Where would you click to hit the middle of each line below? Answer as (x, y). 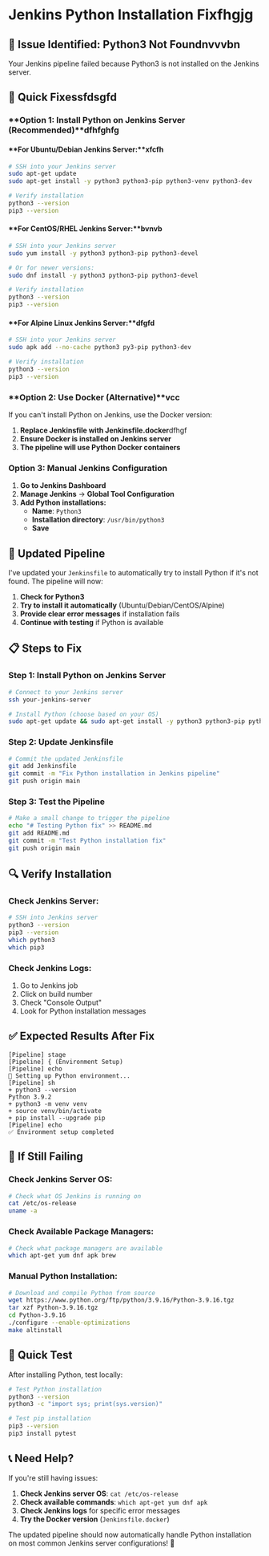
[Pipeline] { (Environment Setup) (66, 1062)
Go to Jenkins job (49, 985)
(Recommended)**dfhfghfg (64, 130)
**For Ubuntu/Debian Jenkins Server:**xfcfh (86, 149)
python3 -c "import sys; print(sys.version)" (85, 1404)
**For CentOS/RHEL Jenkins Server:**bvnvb (85, 229)
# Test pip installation (50, 1419)
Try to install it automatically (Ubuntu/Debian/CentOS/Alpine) (122, 605)
